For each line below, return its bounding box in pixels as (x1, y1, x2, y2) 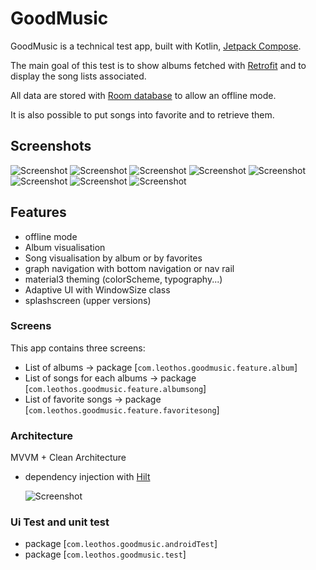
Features (10, 204, 67, 221)
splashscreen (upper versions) (24, 294, 152, 306)
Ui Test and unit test (10, 515, 110, 529)
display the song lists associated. (10, 70, 147, 82)
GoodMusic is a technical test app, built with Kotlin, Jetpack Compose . (10, 40, 302, 52)
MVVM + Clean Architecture (10, 452, 127, 464)
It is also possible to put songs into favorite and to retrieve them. (10, 108, 275, 121)
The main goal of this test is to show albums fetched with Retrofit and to (10, 59, 307, 71)
